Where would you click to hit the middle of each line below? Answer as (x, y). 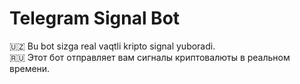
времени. (30, 68)
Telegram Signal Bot (95, 18)
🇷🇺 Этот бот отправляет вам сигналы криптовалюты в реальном (150, 57)
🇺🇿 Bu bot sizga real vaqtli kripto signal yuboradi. (112, 46)
